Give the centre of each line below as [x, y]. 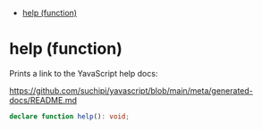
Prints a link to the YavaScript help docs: [84, 73]
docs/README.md [43, 100]
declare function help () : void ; [69, 116]
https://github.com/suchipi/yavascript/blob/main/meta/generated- [131, 90]
